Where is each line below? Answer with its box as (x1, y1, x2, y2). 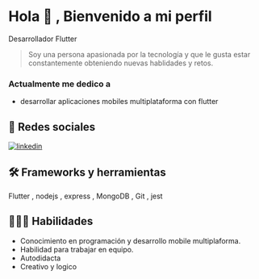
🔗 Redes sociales (8, 120, 96, 134)
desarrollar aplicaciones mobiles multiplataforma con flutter (19, 97, 219, 106)
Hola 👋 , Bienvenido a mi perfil (8, 7, 212, 26)
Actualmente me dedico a (8, 78, 111, 90)
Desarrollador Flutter (8, 34, 77, 44)
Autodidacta (19, 253, 61, 263)
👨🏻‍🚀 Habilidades (8, 214, 94, 228)
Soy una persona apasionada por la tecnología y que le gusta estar (27, 49, 251, 59)
